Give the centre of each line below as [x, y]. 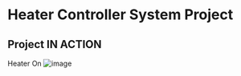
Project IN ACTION [55, 44]
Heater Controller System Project [120, 15]
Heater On [25, 63]
